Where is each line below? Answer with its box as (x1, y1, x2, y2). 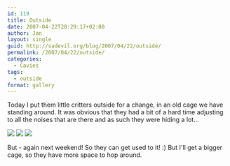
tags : (7, 68, 23, 75)
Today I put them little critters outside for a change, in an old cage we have (7, 100, 224, 109)
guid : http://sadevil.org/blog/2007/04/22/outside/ (7, 43, 161, 50)
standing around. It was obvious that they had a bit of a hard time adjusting (7, 108, 224, 116)
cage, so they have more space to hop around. (7, 151, 142, 159)
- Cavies (13, 62, 39, 69)
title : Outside (7, 17, 52, 24)
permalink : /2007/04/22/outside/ (7, 50, 105, 56)
